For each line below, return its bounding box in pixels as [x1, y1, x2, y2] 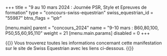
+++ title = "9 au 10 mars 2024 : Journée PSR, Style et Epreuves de [5, 5, 147, 10]
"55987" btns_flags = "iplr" [5, 15, 62, 21]
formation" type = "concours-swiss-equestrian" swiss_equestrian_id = [5, 10, 154, 16]
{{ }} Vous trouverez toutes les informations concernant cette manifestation [5, 40, 162, 46]
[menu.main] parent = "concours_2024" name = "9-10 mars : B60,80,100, [5, 25, 159, 31]
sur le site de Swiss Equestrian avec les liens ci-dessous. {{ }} [5, 45, 134, 51]
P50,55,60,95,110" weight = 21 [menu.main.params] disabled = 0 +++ [5, 30, 150, 36]
